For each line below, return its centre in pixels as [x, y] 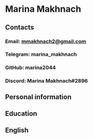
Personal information [38, 97]
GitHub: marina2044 [30, 68]
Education [21, 114]
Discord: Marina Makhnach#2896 [46, 81]
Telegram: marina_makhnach [41, 54]
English [17, 130]
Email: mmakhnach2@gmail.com [46, 41]
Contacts [20, 27]
